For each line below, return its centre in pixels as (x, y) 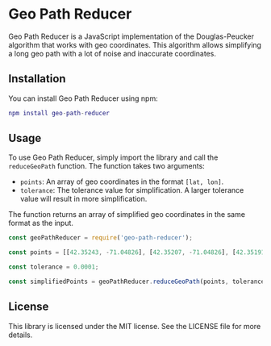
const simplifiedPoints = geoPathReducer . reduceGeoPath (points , (119, 282)
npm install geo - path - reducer (59, 113)
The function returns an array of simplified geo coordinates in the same (127, 215)
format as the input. (41, 223)
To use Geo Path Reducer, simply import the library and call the (113, 157)
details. (21, 335)
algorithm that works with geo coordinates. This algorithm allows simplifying (135, 44)
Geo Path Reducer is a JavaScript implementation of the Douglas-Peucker (131, 36)
